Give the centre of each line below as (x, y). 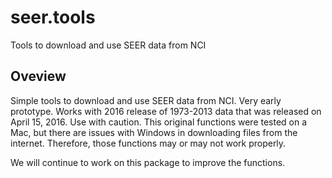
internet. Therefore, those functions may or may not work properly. (148, 143)
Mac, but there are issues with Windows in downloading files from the (154, 132)
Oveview (38, 76)
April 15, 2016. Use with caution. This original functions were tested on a (159, 122)
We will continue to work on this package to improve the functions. (148, 162)
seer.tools (53, 17)
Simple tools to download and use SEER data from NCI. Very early (146, 100)
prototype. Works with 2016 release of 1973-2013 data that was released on (166, 111)
